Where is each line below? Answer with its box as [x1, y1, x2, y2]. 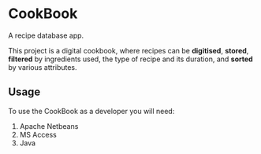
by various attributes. [8, 62, 77, 71]
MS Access [19, 130, 57, 139]
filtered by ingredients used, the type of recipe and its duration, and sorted [8, 54, 254, 64]
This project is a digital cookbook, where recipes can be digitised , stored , [8, 46, 249, 55]
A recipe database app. [8, 31, 84, 40]
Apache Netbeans [19, 121, 79, 130]
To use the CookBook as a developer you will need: [8, 106, 175, 115]
